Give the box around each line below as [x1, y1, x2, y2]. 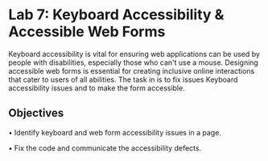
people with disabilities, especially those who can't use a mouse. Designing [8, 58, 259, 67]
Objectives [8, 107, 64, 120]
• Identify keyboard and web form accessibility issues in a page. [8, 127, 221, 137]
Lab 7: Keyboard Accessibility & [8, 6, 225, 24]
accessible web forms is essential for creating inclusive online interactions [8, 66, 255, 75]
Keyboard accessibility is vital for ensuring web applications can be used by [8, 49, 260, 58]
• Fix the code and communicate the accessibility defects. [8, 143, 202, 153]
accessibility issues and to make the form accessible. [8, 83, 185, 93]
